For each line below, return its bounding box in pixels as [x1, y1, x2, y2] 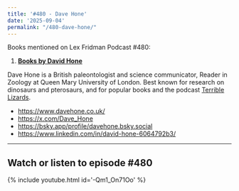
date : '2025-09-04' [7, 17, 65, 24]
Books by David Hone [17, 57, 83, 65]
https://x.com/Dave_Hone [17, 114, 94, 123]
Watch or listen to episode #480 [7, 157, 153, 169]
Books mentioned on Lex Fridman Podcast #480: [7, 43, 151, 52]
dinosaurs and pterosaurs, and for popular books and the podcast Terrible [7, 86, 225, 94]
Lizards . [7, 93, 31, 102]
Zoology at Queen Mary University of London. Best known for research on [7, 78, 225, 87]
